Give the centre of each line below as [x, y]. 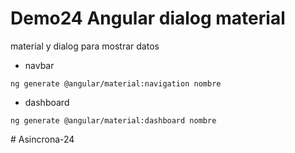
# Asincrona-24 [42, 139]
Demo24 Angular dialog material [148, 18]
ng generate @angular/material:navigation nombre [116, 83]
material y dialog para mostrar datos [85, 46]
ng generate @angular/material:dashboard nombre [113, 120]
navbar [39, 65]
